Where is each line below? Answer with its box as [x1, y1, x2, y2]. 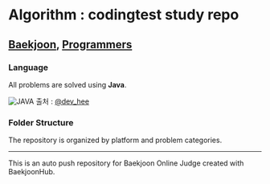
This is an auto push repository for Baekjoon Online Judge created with [8, 158, 244, 168]
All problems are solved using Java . [8, 80, 127, 89]
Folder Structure [8, 117, 74, 128]
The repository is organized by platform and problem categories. [8, 135, 223, 145]
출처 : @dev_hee [35, 96, 90, 106]
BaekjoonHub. [8, 167, 55, 177]
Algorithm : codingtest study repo [8, 6, 239, 24]
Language [8, 62, 49, 73]
